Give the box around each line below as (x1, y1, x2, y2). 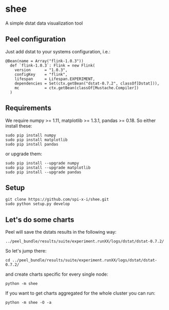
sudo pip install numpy (5, 133, 57, 138)
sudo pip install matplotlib (5, 137, 68, 142)
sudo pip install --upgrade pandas (5, 170, 82, 175)
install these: (5, 122, 32, 129)
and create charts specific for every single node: (5, 271, 108, 277)
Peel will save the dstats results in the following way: (5, 229, 117, 235)
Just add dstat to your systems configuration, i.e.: (5, 48, 110, 54)
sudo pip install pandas (5, 141, 59, 147)
